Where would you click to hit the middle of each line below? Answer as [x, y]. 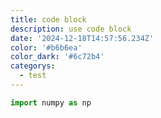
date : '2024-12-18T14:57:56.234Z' [82, 38]
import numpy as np [51, 102]
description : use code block [71, 29]
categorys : [33, 66]
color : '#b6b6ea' [46, 47]
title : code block [48, 19]
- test [33, 76]
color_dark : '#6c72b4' [57, 57]
